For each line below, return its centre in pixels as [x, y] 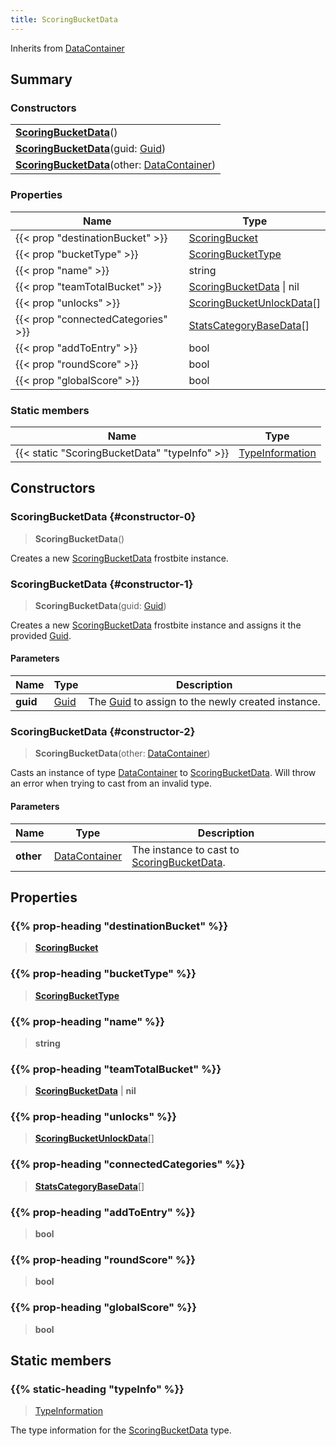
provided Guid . [41, 635]
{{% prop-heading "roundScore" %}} [103, 1259]
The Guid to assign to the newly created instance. [204, 702]
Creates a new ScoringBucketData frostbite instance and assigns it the [156, 625]
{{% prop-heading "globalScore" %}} [103, 1308]
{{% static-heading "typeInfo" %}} [97, 1389]
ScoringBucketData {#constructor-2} [103, 732]
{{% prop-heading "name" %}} [88, 1021]
